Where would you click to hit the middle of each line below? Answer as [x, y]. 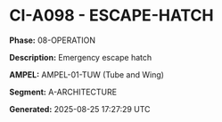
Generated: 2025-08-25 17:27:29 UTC [80, 109]
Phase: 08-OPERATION [53, 40]
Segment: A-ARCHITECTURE [63, 92]
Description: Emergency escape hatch [81, 57]
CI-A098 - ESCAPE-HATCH [111, 16]
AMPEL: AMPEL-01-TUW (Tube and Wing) [87, 74]
